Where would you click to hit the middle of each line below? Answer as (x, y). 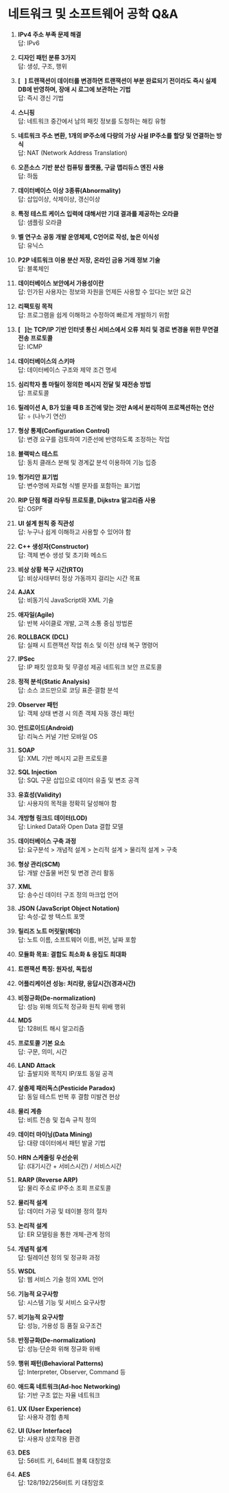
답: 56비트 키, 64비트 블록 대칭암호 (64, 1460)
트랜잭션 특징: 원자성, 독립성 (55, 969)
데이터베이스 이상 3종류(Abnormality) (69, 190)
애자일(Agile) (36, 614)
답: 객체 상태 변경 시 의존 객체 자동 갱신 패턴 (76, 713)
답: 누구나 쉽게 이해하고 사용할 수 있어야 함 (74, 532)
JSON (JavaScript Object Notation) (69, 908)
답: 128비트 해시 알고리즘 (51, 1028)
